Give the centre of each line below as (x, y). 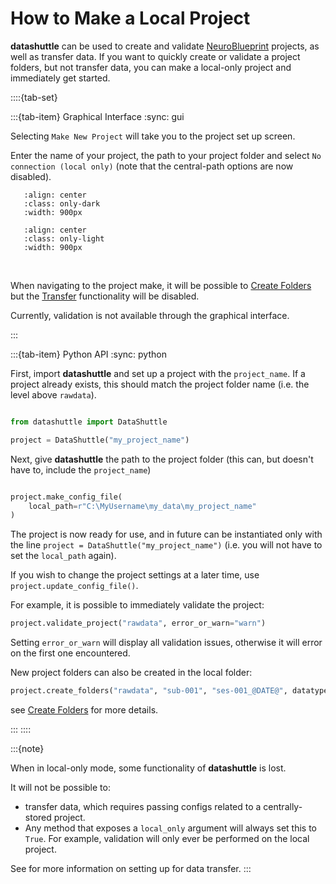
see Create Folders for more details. (84, 710)
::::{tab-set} (34, 97)
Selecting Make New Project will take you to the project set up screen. (153, 136)
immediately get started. (60, 78)
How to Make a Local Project (130, 18)
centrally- (283, 807)
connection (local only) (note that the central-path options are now (152, 166)
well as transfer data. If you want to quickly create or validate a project (155, 56)
